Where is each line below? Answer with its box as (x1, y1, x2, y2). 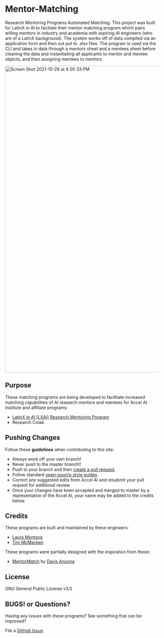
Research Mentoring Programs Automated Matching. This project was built (5, 20, 155, 25)
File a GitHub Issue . (5, 628, 44, 633)
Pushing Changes (5, 434, 60, 442)
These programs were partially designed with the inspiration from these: (5, 549, 150, 555)
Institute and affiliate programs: (5, 404, 68, 410)
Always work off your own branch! (12, 456, 82, 462)
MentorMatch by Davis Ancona (12, 559, 75, 564)
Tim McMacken (12, 540, 44, 545)
